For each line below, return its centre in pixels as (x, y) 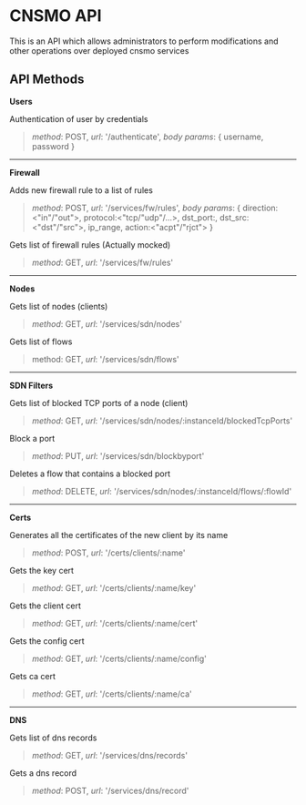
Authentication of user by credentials (79, 118)
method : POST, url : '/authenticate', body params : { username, (148, 137)
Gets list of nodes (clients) (59, 306)
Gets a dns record (43, 773)
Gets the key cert (42, 570)
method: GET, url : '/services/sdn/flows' (105, 359)
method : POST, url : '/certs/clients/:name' (108, 553)
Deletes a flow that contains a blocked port (90, 474)
